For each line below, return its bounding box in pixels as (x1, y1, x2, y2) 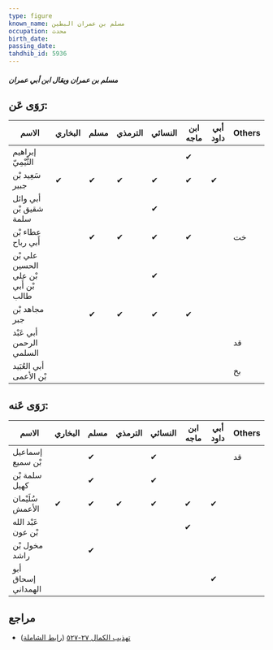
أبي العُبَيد (12, 361, 45, 372)
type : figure (8, 11, 53, 20)
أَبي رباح (12, 236, 41, 248)
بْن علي (12, 270, 38, 281)
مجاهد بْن (12, 304, 45, 315)
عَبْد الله (12, 517, 39, 528)
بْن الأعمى (12, 370, 47, 382)
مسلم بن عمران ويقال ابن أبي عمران (8, 75, 119, 84)
